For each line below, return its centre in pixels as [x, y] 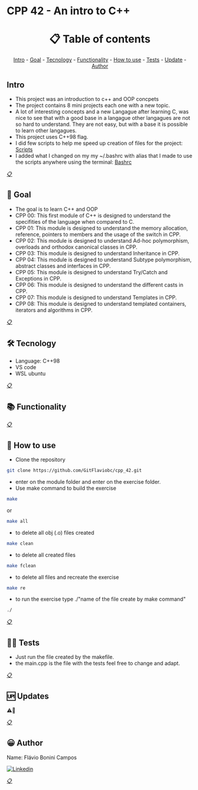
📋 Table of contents [100, 39]
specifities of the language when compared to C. [75, 221]
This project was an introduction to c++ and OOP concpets [87, 99]
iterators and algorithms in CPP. [54, 310]
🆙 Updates [28, 696]
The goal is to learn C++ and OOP [56, 209]
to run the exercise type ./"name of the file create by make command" [100, 599]
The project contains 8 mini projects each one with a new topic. [92, 105]
